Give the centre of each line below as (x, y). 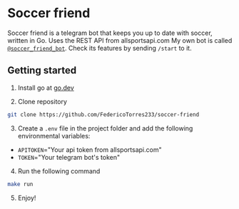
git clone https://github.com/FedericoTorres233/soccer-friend (103, 114)
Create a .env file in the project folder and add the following (105, 128)
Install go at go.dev (46, 88)
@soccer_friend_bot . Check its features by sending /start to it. (100, 48)
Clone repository (42, 101)
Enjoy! (27, 198)
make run (20, 184)
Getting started (42, 70)
